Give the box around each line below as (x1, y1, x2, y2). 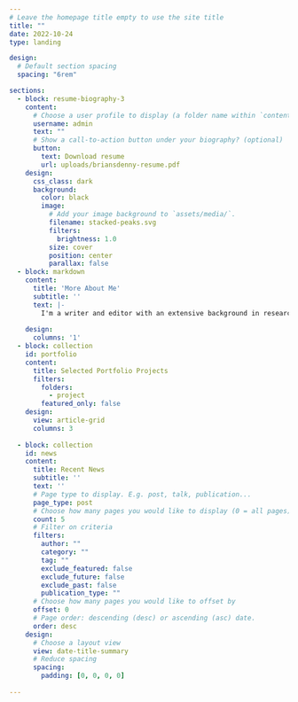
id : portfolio (25, 350, 77, 359)
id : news (25, 448, 58, 457)
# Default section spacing (17, 62, 117, 71)
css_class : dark (32, 176, 93, 186)
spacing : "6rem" (17, 70, 77, 80)
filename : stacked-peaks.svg (48, 218, 157, 227)
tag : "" (41, 556, 69, 565)
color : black (41, 193, 90, 202)
